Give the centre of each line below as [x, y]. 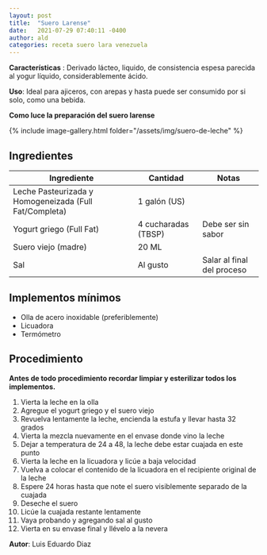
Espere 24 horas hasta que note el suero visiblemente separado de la [134, 486]
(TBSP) [151, 233]
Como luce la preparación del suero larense [82, 115]
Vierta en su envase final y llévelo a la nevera [94, 528]
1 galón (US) [161, 201]
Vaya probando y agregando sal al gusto [86, 520]
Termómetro [41, 333]
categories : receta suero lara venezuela [78, 45]
